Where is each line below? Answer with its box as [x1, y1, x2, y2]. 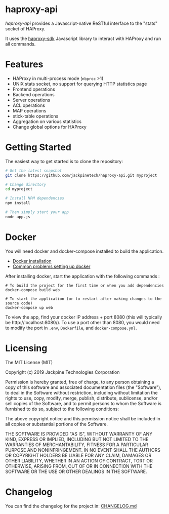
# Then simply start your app [5, 210, 69, 215]
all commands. [5, 41, 36, 47]
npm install [5, 201, 30, 206]
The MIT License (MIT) [5, 359, 53, 365]
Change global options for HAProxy [12, 124, 87, 130]
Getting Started [5, 142, 72, 153]
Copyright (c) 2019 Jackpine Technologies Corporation [5, 369, 120, 375]
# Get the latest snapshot [5, 168, 62, 173]
